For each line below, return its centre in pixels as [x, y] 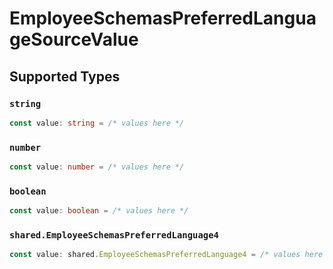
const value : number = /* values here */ [97, 167]
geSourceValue [74, 39]
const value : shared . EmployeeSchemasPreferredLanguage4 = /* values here [166, 255]
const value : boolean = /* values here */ [99, 211]
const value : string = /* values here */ [97, 123]
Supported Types [65, 76]
